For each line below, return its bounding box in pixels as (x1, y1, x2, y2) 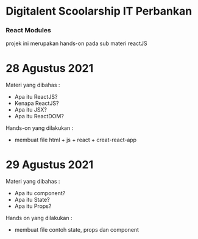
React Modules (5, 26, 51, 35)
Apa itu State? (14, 196, 50, 204)
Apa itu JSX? (14, 106, 47, 113)
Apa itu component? (14, 190, 66, 197)
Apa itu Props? (14, 202, 52, 210)
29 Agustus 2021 (5, 157, 94, 171)
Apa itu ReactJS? (14, 93, 58, 101)
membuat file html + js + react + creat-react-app (14, 136, 137, 144)
